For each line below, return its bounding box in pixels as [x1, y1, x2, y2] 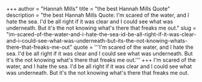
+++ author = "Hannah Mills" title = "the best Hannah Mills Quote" [6, 5, 171, 12]
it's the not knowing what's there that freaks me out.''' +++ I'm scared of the [6, 57, 196, 63]
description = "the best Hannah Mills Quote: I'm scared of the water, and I [6, 11, 189, 19]
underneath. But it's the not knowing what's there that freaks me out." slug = [6, 24, 197, 31]
